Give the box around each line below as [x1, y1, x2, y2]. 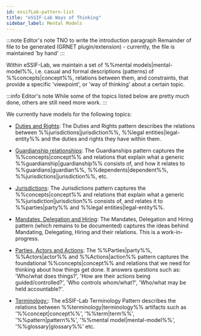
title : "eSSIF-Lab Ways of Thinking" [6, 15, 102, 21]
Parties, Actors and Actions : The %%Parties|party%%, [15, 247, 153, 254]
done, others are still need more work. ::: [6, 99, 108, 106]
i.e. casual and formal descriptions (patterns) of [35, 68, 154, 75]
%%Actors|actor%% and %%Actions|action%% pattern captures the [15, 253, 189, 261]
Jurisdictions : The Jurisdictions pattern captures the [15, 184, 147, 192]
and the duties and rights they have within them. [41, 135, 162, 143]
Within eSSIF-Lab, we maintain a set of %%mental [6, 61, 132, 69]
